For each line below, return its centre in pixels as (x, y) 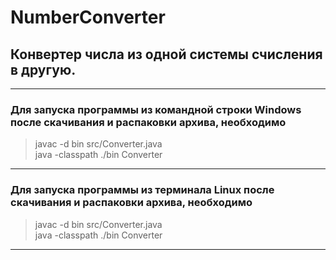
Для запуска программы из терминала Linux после (142, 190)
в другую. (43, 69)
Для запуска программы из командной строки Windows (156, 109)
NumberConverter (88, 17)
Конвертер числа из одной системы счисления (166, 54)
